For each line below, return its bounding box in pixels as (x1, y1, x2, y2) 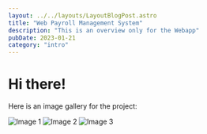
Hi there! (8, 75, 66, 94)
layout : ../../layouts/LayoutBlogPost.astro (8, 11, 157, 20)
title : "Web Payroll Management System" (8, 19, 144, 27)
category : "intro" (8, 41, 69, 49)
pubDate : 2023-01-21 (8, 33, 77, 42)
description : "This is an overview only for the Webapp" (8, 26, 200, 34)
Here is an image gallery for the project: (8, 101, 137, 111)
